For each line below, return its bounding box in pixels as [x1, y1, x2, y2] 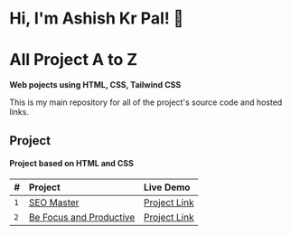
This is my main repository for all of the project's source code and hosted [9, 97, 283, 108]
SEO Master [28, 196, 80, 209]
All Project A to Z [9, 50, 138, 70]
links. [9, 107, 30, 117]
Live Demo [143, 181, 191, 193]
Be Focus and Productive [28, 211, 136, 223]
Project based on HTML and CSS [9, 158, 134, 169]
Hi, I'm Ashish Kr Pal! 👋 [9, 8, 184, 29]
